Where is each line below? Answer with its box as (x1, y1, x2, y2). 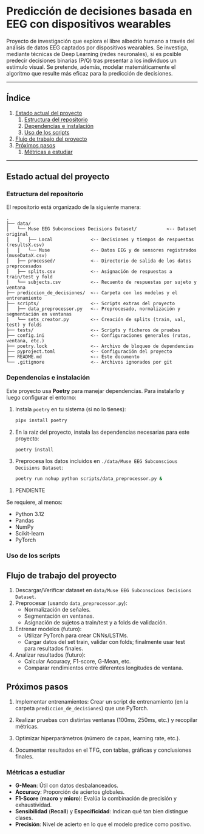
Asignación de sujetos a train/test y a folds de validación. (24, 619, 168, 626)
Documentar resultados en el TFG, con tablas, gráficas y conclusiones (15, 746, 191, 754)
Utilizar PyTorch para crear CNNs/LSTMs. (24, 632, 129, 639)
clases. (15, 815, 33, 822)
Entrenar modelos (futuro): (15, 626, 82, 633)
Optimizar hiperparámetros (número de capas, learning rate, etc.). (15, 734, 180, 741)
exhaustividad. (15, 801, 52, 808)
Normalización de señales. (24, 606, 91, 613)
